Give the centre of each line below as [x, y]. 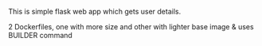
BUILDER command [41, 35]
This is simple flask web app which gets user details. [95, 11]
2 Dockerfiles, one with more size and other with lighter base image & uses [131, 27]
